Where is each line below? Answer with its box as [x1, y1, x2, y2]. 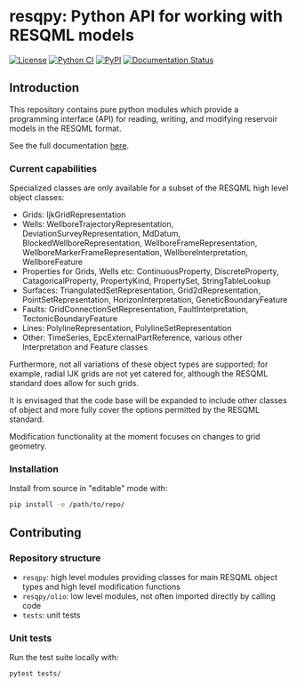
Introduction [9, 80, 80, 95]
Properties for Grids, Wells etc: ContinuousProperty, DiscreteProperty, [21, 266, 279, 277]
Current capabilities [9, 162, 98, 174]
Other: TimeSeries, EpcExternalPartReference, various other [21, 332, 243, 343]
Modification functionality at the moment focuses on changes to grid [9, 432, 261, 442]
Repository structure [9, 552, 101, 564]
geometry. [9, 440, 47, 451]
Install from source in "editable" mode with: [9, 483, 168, 494]
